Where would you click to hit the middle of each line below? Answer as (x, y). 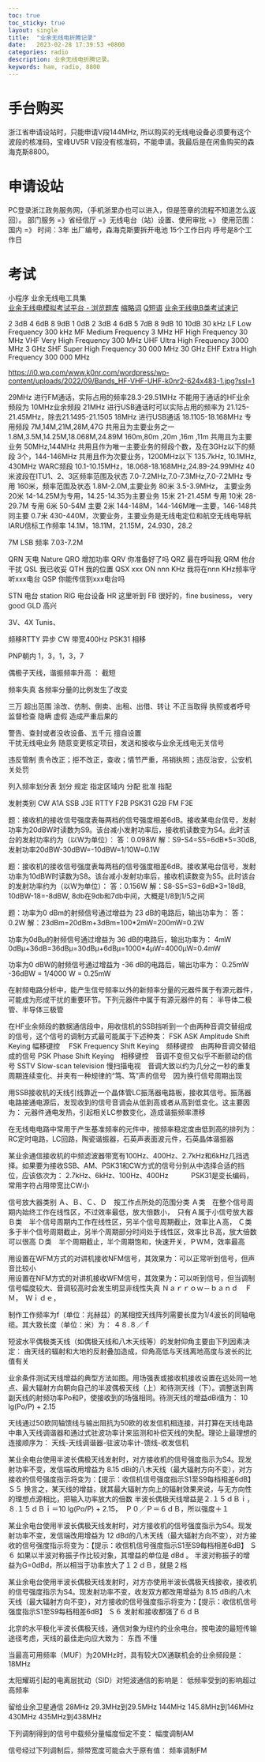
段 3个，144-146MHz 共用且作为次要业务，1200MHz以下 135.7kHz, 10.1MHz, (132, 456)
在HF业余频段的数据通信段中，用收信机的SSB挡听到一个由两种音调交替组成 (130, 1026)
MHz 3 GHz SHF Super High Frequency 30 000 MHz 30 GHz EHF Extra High (132, 348)
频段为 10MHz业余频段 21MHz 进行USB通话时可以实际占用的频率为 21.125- (129, 407)
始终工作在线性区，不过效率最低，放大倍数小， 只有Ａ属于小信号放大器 (138, 1212)
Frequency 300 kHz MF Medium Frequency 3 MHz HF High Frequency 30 (128, 332)
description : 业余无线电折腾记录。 (60, 60)
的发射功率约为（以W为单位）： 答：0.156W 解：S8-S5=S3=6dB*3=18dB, (127, 886)
